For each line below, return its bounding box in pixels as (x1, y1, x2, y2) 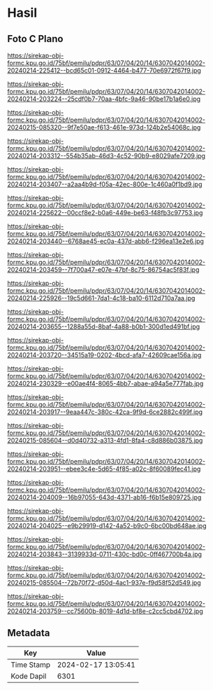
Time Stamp (10, 660, 51, 670)
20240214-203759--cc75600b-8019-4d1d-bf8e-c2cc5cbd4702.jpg (7, 607, 204, 615)
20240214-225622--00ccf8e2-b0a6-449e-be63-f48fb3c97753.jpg (7, 209, 203, 216)
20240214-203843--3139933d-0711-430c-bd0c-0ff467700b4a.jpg (7, 550, 203, 558)
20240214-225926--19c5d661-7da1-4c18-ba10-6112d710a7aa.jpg (7, 294, 196, 302)
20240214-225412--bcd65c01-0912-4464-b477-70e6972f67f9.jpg (7, 67, 201, 74)
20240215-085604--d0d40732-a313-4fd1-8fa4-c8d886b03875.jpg (7, 436, 203, 444)
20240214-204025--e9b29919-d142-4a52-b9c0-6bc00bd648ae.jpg (7, 522, 207, 530)
